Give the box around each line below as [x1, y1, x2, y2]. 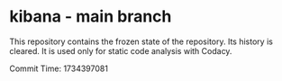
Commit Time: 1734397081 [9, 63, 108, 74]
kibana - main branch [9, 6, 172, 27]
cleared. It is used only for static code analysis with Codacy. [9, 45, 232, 56]
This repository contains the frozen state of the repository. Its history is [9, 36, 273, 47]
